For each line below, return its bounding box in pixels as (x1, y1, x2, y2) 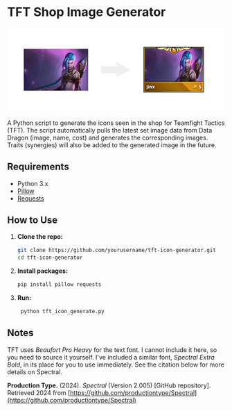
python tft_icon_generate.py (20, 308, 105, 315)
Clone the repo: (17, 233, 64, 241)
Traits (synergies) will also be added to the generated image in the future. (7, 140, 217, 149)
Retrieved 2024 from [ (7, 388, 71, 396)
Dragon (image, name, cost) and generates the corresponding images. (7, 133, 208, 142)
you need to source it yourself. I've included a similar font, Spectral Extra (7, 353, 215, 361)
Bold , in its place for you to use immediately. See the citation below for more (7, 360, 225, 369)
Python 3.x (17, 179, 48, 187)
